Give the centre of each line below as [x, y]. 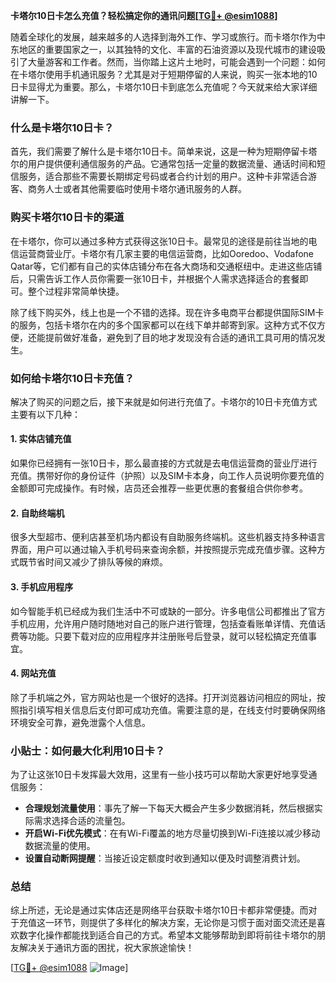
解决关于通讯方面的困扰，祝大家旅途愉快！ [106, 948]
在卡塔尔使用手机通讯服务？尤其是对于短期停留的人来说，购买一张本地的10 [164, 74]
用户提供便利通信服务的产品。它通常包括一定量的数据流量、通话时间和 [172, 164]
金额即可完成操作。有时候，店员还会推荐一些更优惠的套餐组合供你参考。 [159, 488]
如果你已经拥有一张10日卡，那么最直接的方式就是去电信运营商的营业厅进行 [164, 463]
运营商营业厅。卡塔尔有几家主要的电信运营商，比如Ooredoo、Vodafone [166, 253]
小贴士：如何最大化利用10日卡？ [88, 751]
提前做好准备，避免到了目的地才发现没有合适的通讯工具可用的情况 [180, 337]
